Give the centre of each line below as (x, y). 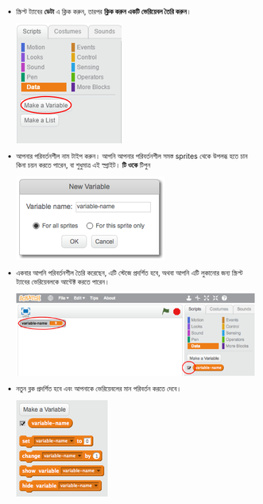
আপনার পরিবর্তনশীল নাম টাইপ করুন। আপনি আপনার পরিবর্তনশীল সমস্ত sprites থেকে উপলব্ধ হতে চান (131, 156)
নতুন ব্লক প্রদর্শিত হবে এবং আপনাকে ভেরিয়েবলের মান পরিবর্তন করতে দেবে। (99, 389)
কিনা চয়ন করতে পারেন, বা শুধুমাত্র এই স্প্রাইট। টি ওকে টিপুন (83, 165)
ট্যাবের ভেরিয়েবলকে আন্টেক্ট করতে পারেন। (62, 282)
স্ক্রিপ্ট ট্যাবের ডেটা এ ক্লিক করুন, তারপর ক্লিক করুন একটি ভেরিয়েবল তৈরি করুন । (104, 12)
